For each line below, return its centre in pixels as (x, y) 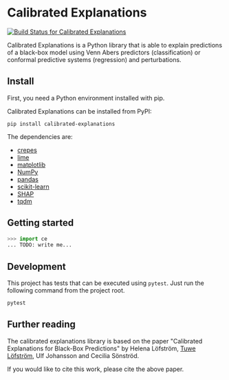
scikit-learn (33, 187)
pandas (28, 179)
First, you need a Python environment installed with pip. (86, 98)
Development (37, 266)
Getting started (41, 223)
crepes (27, 150)
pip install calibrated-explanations (61, 124)
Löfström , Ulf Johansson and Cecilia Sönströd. (73, 355)
